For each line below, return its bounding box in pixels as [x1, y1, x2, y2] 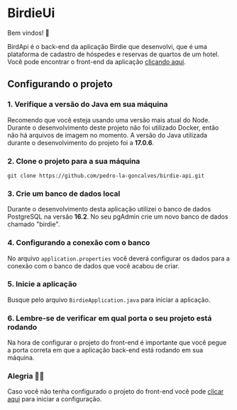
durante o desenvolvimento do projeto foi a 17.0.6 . [7, 138, 155, 147]
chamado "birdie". [7, 220, 60, 228]
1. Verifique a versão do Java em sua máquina [7, 100, 168, 110]
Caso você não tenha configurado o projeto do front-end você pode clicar [7, 387, 224, 396]
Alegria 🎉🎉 [7, 372, 45, 382]
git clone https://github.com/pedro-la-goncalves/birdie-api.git [7, 172, 204, 179]
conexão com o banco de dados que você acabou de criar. [7, 261, 180, 270]
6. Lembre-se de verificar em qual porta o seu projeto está [7, 313, 212, 323]
